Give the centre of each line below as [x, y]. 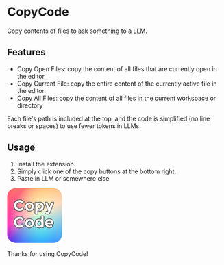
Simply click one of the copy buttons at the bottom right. [97, 171]
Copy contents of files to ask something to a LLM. [77, 31]
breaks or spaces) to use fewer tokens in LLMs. [74, 126]
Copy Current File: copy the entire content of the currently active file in [117, 84]
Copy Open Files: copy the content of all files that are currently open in [117, 68]
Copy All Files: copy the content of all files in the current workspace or [116, 98]
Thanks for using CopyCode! [48, 253]
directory [30, 105]
